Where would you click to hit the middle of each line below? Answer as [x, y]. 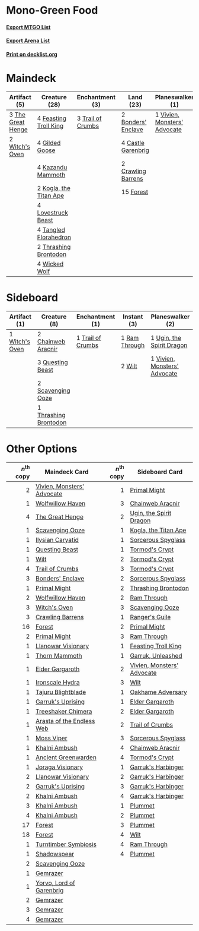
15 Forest [135, 192]
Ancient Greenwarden [66, 758]
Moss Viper [51, 739]
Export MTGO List [28, 27]
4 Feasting [52, 118]
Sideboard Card [160, 472]
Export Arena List [28, 41]
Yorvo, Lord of [55, 883]
